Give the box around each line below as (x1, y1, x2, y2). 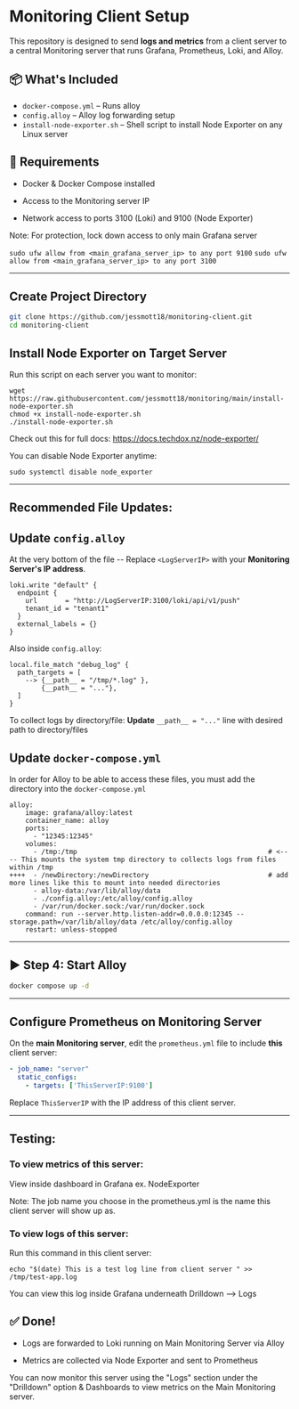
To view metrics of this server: (9, 1158, 144, 1170)
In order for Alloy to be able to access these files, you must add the (9, 773, 255, 785)
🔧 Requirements (9, 154, 100, 170)
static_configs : (17, 1073, 77, 1082)
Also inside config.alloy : (9, 643, 102, 654)
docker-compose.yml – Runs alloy (21, 100, 141, 110)
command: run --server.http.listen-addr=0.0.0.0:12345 (25, 909, 233, 918)
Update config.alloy (9, 530, 125, 545)
